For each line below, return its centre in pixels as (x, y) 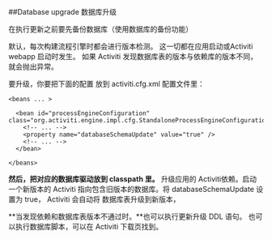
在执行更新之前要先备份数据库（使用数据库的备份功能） (100, 29)
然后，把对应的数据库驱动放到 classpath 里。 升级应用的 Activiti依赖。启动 (133, 179)
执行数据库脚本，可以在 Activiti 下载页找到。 (89, 226)
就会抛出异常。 (33, 66)
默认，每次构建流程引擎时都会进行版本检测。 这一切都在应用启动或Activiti (131, 46)
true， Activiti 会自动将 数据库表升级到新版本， (102, 199)
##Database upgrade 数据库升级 (63, 12)
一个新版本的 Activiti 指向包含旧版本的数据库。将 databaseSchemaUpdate (132, 189)
